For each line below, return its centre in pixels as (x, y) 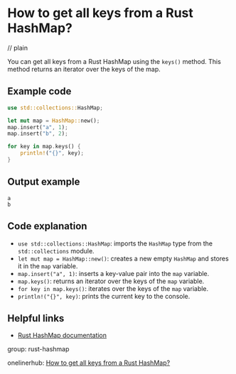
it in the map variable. (48, 266)
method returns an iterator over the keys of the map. (84, 69)
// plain (18, 48)
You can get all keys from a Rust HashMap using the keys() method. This (114, 61)
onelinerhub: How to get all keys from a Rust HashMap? (89, 363)
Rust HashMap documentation (62, 336)
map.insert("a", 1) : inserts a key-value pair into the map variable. (113, 273)
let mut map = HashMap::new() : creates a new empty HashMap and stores (123, 258)
